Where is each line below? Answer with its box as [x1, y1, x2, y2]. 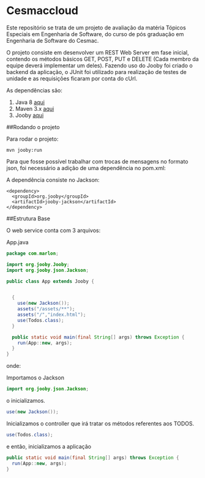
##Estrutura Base [6, 215, 51, 222]
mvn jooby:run [6, 147, 43, 153]
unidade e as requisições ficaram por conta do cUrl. [6, 75, 138, 82]
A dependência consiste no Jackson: [6, 176, 100, 184]
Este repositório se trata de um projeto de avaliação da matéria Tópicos [6, 24, 187, 31]
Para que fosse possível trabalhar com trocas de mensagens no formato [6, 157, 188, 165]
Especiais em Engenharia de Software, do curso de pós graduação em [6, 30, 184, 37]
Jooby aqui [15, 111, 44, 119]
